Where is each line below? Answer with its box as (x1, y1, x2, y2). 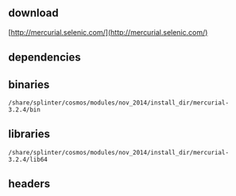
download (8, 6, 59, 20)
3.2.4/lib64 (8, 155, 48, 163)
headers (8, 177, 51, 190)
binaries (8, 77, 50, 91)
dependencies (8, 51, 81, 65)
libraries (8, 127, 50, 141)
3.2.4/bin (8, 106, 41, 114)
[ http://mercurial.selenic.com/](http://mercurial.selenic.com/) (8, 27, 208, 37)
